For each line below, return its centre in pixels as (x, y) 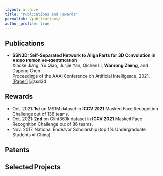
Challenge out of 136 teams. (41, 114)
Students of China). (32, 134)
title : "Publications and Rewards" (42, 14)
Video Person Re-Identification (45, 60)
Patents (17, 150)
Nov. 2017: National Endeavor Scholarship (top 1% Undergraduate (79, 129)
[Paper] (20, 81)
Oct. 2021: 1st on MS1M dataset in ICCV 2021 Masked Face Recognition (85, 108)
